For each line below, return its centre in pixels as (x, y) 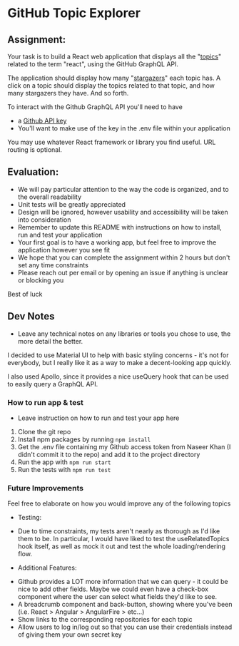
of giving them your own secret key (70, 635)
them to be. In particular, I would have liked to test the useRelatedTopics (123, 539)
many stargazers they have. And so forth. (68, 93)
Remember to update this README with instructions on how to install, (120, 227)
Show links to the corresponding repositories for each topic (105, 620)
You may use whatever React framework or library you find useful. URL (112, 142)
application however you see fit (64, 250)
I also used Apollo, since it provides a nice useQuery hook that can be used (118, 376)
